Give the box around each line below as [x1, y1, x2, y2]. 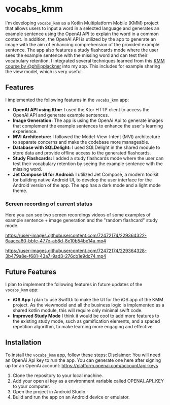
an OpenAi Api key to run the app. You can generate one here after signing [5, 357, 161, 363]
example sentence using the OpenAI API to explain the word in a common [5, 30, 159, 37]
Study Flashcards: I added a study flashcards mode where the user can [12, 155, 164, 161]
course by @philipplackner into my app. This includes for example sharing [5, 63, 160, 69]
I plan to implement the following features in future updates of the [5, 281, 143, 287]
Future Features [5, 268, 57, 276]
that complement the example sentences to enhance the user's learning [12, 122, 163, 129]
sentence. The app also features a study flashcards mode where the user [5, 47, 159, 53]
